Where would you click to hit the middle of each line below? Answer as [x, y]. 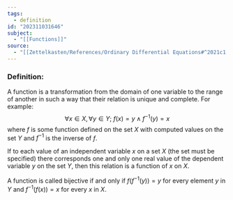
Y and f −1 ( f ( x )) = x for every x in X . [57, 189]
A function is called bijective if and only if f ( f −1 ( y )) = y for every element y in [116, 180]
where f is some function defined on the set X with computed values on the [115, 129]
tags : [15, 14]
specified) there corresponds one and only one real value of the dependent [115, 159]
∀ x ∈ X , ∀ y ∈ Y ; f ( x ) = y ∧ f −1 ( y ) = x [117, 118]
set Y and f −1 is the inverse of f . [52, 137]
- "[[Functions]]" [40, 40]
